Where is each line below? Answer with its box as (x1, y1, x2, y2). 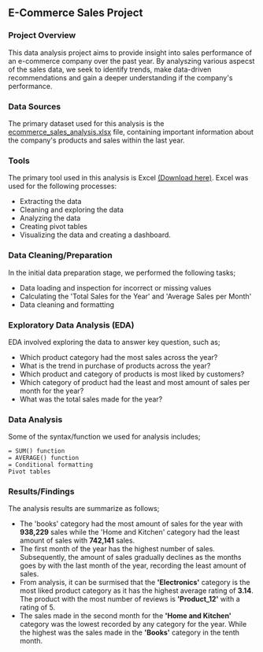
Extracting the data (19, 197, 82, 206)
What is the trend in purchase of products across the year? (19, 361, 211, 370)
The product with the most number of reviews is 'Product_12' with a (19, 595, 240, 604)
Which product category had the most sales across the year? (19, 352, 218, 361)
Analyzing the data (19, 213, 81, 223)
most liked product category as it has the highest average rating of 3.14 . (19, 586, 254, 595)
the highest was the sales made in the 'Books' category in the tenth (19, 628, 240, 637)
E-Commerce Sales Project (8, 6, 143, 20)
